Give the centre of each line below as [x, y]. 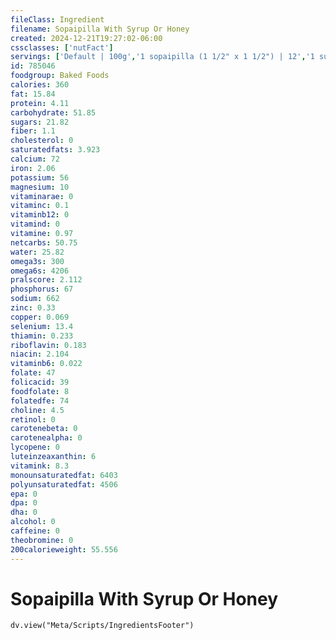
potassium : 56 [40, 177]
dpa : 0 [24, 503]
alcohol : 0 [33, 522]
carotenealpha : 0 [46, 438]
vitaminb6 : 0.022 [46, 364]
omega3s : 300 [37, 261]
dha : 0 [24, 512]
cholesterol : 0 [42, 141]
